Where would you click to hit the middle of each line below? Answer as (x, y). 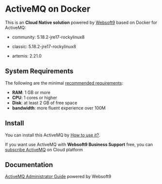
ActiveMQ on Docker (48, 9)
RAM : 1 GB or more (31, 92)
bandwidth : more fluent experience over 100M (59, 108)
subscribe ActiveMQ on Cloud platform (44, 149)
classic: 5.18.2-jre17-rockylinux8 (44, 46)
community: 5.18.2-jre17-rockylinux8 (48, 37)
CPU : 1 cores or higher (34, 97)
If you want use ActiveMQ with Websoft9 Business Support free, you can (79, 144)
